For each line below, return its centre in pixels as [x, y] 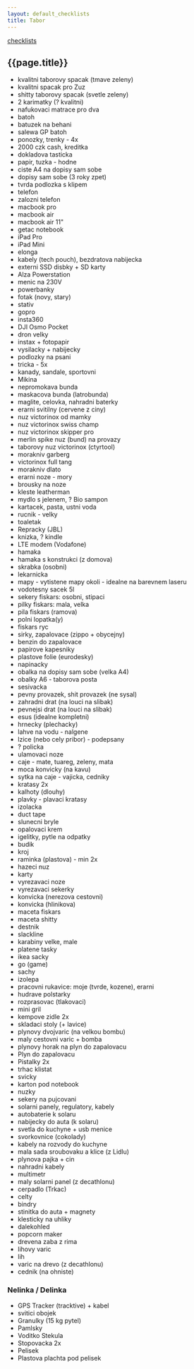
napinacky [32, 665]
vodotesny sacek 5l [46, 589]
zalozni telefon [39, 200]
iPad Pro [30, 237]
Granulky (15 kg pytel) [49, 1320]
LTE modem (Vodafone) [52, 545]
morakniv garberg [44, 454]
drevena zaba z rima [47, 1242]
